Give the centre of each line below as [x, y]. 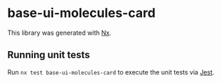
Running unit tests [49, 55]
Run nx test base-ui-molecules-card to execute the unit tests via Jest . [111, 72]
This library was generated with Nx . [59, 33]
